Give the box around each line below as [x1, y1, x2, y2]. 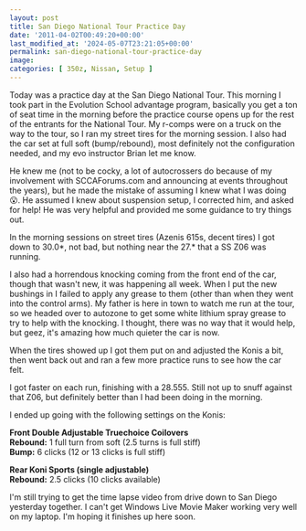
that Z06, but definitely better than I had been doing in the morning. [9, 391, 263, 402]
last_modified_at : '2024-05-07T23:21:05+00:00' [9, 38, 195, 48]
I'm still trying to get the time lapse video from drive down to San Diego [9, 491, 278, 503]
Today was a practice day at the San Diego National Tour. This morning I [9, 89, 281, 101]
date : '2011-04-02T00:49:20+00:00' [9, 30, 145, 39]
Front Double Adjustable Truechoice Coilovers [9, 427, 189, 438]
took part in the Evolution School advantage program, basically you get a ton [9, 99, 298, 110]
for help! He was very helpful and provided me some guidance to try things [9, 204, 292, 215]
